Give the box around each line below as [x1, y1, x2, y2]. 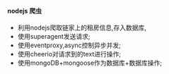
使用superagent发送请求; [17, 32, 91, 41]
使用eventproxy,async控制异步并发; [17, 41, 122, 49]
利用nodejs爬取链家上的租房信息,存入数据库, [17, 23, 147, 32]
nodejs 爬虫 [7, 6, 42, 15]
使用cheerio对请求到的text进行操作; [17, 50, 122, 58]
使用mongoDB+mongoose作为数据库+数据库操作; [17, 58, 163, 67]
